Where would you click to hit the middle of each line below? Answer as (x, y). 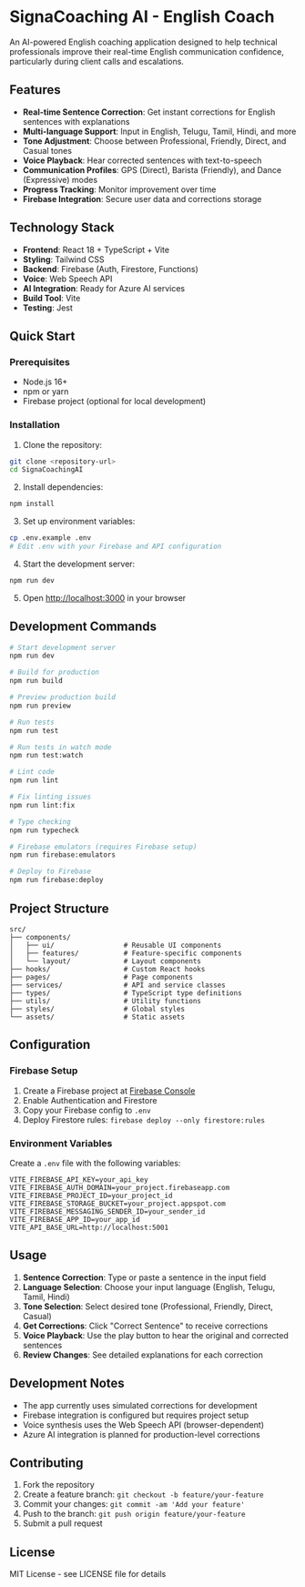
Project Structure (59, 908)
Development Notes (67, 1384)
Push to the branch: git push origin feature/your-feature (134, 1514)
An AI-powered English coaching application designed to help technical (143, 42)
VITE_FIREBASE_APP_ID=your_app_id (75, 1219)
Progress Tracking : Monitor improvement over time (119, 189)
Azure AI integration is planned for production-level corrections (142, 1434)
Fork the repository (59, 1485)
